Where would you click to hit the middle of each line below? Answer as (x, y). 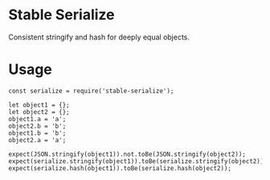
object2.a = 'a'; (37, 140)
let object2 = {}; (39, 112)
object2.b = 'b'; (37, 126)
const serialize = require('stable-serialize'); (91, 91)
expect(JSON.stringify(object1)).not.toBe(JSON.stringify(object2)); (127, 154)
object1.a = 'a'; (37, 119)
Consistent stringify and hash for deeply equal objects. (99, 37)
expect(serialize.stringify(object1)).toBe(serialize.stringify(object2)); (138, 161)
